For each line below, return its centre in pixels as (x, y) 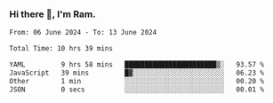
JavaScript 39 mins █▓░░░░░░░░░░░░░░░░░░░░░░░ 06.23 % (137, 73)
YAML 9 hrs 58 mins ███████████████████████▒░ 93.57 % (137, 65)
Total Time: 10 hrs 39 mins (61, 49)
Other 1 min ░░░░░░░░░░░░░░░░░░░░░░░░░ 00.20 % (137, 81)
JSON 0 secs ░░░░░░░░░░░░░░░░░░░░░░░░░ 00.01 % (137, 89)
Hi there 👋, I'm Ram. (52, 14)
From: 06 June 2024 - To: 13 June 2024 (83, 33)
